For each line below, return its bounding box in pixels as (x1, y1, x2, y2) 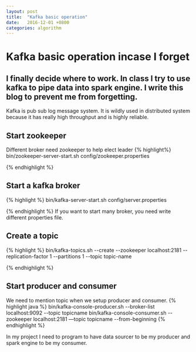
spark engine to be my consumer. (6, 339, 87, 346)
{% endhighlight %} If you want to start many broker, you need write (6, 208, 171, 215)
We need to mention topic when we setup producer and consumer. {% (6, 297, 177, 304)
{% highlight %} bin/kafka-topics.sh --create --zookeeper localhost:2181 (6, 246, 182, 253)
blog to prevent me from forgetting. (6, 92, 138, 101)
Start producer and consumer (6, 281, 117, 291)
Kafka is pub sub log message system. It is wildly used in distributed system (6, 107, 191, 114)
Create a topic (6, 231, 59, 241)
